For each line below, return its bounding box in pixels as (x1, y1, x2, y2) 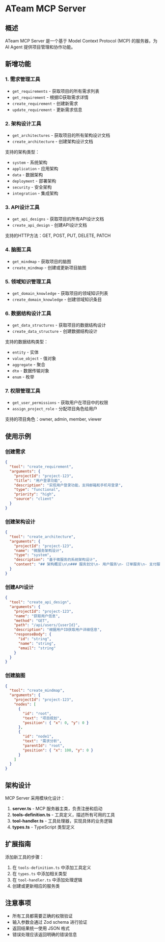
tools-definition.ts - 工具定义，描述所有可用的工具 (12, 812, 115, 818)
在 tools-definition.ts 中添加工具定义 (12, 864, 91, 870)
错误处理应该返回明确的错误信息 (12, 931, 77, 937)
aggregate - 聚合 (12, 361, 46, 368)
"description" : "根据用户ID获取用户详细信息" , (14, 628, 102, 632)
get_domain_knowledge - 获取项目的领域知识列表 (12, 290, 109, 296)
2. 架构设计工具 (5, 120, 42, 127)
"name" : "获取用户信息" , (14, 613, 60, 619)
